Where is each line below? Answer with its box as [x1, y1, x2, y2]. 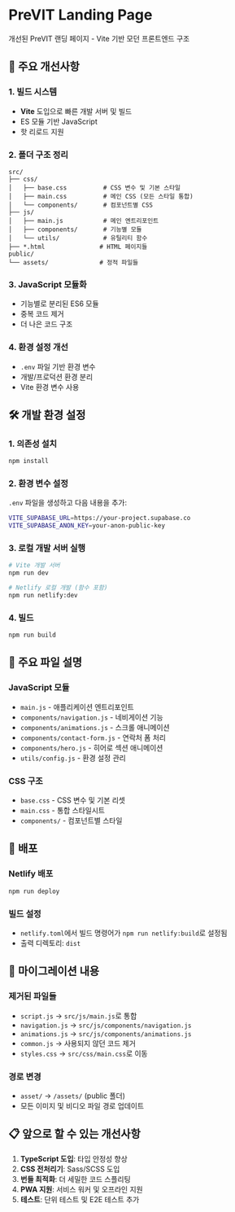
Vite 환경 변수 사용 [20, 382, 80, 392]
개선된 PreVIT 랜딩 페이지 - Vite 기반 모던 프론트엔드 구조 [8, 33, 190, 43]
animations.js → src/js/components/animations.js [20, 1028, 193, 1039]
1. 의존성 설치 [8, 438, 58, 449]
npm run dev [8, 569, 49, 577]
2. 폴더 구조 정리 [8, 149, 69, 160]
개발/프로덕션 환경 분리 [20, 372, 94, 382]
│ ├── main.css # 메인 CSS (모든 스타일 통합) [8, 192, 194, 200]
